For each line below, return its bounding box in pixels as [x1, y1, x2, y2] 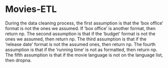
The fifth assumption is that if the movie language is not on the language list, [5, 51, 163, 58]
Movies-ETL [5, 3, 57, 15]
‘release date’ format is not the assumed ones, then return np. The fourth [5, 41, 156, 47]
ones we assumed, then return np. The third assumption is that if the [5, 36, 147, 42]
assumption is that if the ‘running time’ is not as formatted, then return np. [5, 46, 157, 52]
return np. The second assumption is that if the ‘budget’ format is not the [5, 30, 155, 36]
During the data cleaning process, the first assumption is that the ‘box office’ [5, 20, 163, 26]
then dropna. [5, 57, 32, 63]
